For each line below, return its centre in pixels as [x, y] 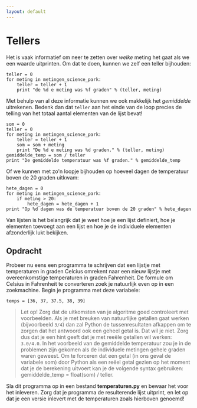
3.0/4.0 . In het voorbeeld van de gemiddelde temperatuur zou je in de [106, 344]
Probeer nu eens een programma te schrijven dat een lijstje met [83, 265]
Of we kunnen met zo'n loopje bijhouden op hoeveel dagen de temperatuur [97, 171]
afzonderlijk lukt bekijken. [37, 232]
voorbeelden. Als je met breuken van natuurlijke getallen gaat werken [105, 318]
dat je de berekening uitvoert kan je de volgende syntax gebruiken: [102, 368]
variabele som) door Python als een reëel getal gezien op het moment [105, 362]
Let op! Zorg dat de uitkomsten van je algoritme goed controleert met [104, 312]
